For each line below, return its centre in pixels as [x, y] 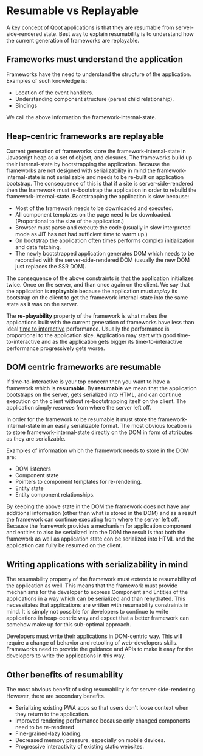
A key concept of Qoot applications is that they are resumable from [90, 27]
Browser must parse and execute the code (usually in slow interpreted [103, 227]
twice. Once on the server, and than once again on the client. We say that [98, 284]
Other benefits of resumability [65, 675]
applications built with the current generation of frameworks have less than [100, 322]
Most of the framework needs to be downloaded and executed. [94, 208]
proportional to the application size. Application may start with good [91, 335]
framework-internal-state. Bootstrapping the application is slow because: [98, 196]
